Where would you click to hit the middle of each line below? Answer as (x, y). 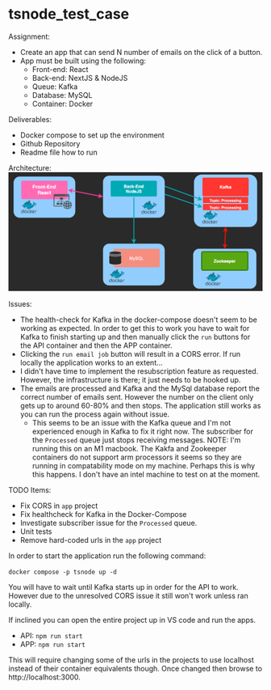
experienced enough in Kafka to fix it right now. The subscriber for (143, 432)
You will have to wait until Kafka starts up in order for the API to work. (124, 587)
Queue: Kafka (55, 87)
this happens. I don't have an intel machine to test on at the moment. (146, 475)
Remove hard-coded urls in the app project (91, 540)
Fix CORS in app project (59, 506)
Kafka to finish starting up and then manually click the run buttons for (135, 337)
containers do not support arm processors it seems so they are (137, 457)
